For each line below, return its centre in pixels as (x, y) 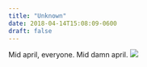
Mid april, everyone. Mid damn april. (68, 55)
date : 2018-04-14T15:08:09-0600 (63, 23)
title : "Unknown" (38, 16)
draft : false (30, 31)
